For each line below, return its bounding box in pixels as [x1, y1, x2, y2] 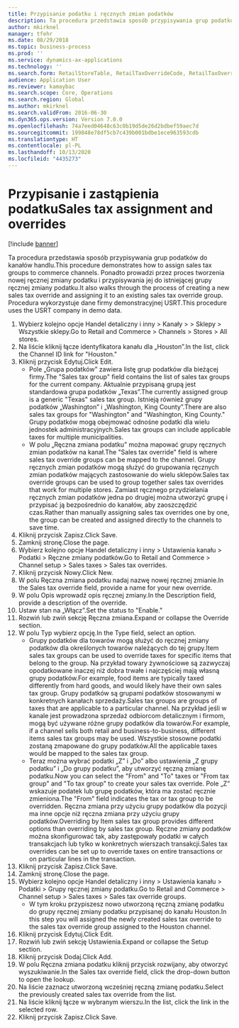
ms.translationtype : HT [8, 135, 79, 143]
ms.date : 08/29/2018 [8, 37, 70, 44]
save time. [28, 523, 60, 532]
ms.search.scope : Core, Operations [8, 89, 113, 96]
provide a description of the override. [18, 598, 128, 607]
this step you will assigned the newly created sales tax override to [28, 915, 222, 923]
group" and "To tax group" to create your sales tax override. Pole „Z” [28, 779, 230, 788]
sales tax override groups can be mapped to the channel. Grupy [28, 455, 216, 464]
